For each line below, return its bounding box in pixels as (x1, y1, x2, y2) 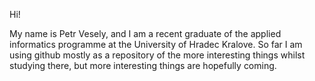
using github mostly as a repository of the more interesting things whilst (9, 49, 306, 61)
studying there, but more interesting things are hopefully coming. (9, 60, 277, 71)
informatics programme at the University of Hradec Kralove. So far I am (9, 39, 303, 50)
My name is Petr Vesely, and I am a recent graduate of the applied (9, 28, 282, 39)
